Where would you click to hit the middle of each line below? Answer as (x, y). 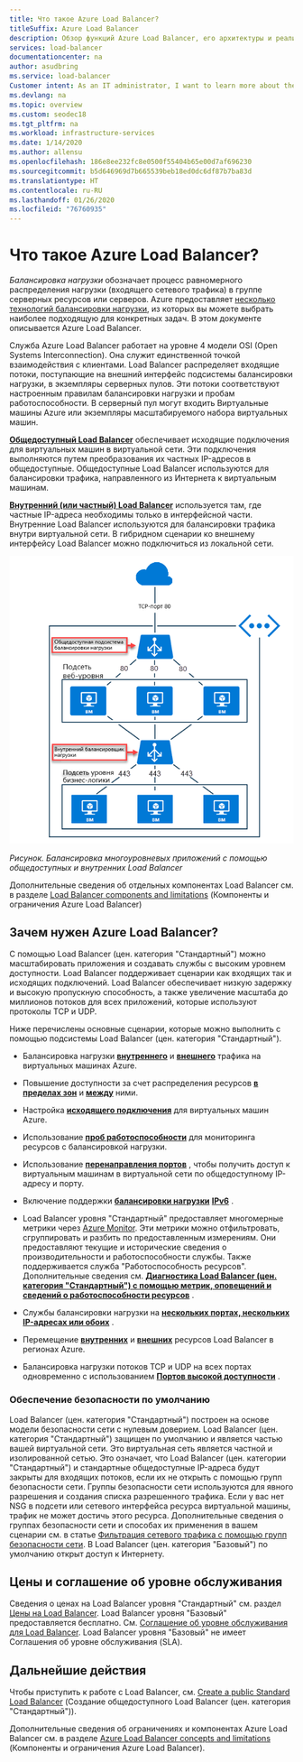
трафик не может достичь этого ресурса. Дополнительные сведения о (147, 1515)
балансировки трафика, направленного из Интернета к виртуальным (143, 478)
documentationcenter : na (56, 57)
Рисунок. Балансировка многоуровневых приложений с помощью (138, 858)
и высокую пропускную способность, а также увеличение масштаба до (149, 992)
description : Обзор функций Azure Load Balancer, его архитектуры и (141, 38)
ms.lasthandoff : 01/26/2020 (62, 200)
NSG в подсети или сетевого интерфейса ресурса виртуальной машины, (150, 1506)
